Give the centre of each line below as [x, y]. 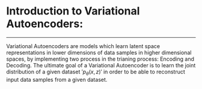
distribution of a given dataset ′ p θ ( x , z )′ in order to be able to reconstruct [96, 72]
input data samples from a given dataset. [57, 79]
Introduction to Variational [73, 11]
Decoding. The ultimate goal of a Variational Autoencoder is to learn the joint [101, 65]
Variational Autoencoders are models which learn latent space [83, 46]
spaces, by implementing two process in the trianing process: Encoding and [100, 59]
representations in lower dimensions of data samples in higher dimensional [99, 52]
